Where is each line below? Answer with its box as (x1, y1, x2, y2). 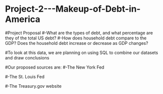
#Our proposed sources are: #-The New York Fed (5, 64, 105, 70)
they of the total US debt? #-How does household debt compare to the (5, 35, 147, 41)
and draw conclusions (5, 55, 50, 60)
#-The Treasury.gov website (5, 83, 62, 89)
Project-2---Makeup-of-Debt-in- (5, 3, 141, 15)
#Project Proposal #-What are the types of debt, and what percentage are (5, 30, 153, 36)
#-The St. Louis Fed (5, 74, 45, 79)
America (5, 14, 40, 25)
